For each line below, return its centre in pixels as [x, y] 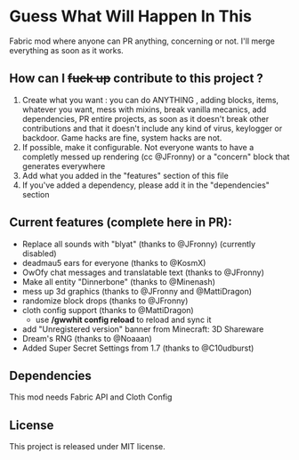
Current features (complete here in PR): [121, 223]
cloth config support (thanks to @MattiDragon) [108, 310]
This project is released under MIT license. [88, 447]
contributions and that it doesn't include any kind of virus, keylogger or [152, 128]
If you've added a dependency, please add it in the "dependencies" [145, 185]
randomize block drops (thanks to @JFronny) [105, 301]
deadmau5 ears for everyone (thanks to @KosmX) [114, 262]
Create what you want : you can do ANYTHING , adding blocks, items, [150, 100]
